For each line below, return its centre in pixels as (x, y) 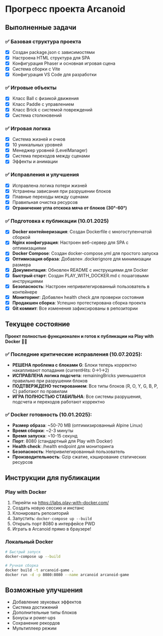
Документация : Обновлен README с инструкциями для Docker (80, 270)
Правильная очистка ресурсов (45, 202)
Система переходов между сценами (51, 156)
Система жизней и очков (39, 139)
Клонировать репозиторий (41, 513)
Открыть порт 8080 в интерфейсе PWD (54, 524)
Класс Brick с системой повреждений (52, 109)
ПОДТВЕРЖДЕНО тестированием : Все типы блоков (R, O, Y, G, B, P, (85, 386)
